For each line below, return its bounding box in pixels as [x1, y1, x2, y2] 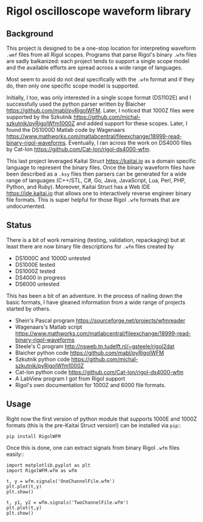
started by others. [6, 305, 51, 312]
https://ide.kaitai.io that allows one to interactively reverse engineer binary [6, 190, 192, 197]
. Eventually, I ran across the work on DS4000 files [65, 139, 192, 146]
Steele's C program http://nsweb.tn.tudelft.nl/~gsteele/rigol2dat [15, 342, 175, 350]
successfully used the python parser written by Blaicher [6, 100, 146, 108]
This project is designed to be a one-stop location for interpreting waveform [6, 44, 196, 52]
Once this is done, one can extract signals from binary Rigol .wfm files [6, 444, 180, 451]
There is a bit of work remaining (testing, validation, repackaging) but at [6, 236, 185, 244]
